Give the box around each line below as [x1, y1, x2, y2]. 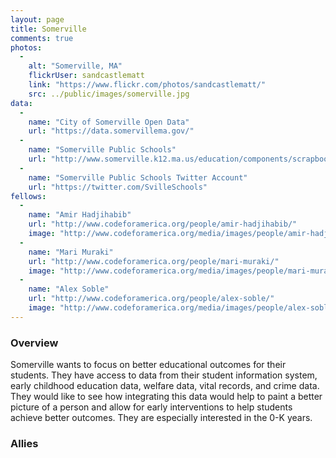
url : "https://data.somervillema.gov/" [28, 126, 195, 136]
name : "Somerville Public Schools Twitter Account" [28, 172, 248, 183]
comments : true [10, 33, 74, 43]
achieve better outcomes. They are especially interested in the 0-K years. [10, 412, 313, 424]
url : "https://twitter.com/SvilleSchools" [28, 182, 208, 192]
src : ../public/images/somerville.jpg [28, 89, 190, 99]
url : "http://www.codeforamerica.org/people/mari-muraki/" [28, 256, 280, 266]
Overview [10, 336, 59, 350]
